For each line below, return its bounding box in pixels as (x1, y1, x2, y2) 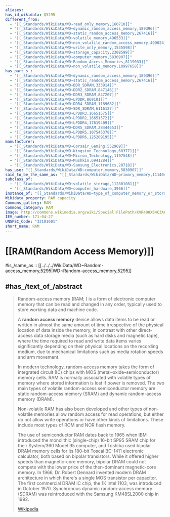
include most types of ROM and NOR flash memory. (17, 422, 125, 428)
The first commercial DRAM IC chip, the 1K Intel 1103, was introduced (17, 480, 162, 486)
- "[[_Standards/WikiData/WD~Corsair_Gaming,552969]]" (10, 144, 128, 149)
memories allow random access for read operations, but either (33, 411, 164, 417)
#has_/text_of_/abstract (5, 282, 82, 291)
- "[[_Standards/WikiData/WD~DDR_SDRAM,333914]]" (10, 82, 116, 88)
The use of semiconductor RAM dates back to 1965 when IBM (17, 432, 147, 438)
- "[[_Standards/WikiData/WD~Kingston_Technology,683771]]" (10, 149, 139, 154)
